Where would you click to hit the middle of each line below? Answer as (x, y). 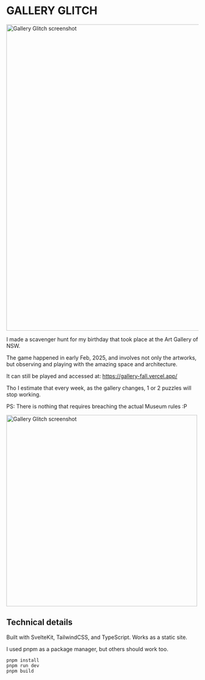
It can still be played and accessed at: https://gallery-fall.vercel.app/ (92, 376)
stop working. (23, 394)
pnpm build (20, 671)
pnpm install (23, 660)
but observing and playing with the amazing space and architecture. (92, 364)
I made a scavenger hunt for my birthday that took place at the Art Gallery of (102, 339)
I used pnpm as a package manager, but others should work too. (88, 649)
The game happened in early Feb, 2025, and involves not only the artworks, (102, 357)
